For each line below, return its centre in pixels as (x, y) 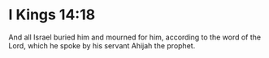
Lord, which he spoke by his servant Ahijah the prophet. (102, 45)
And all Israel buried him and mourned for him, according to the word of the (135, 37)
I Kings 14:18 (52, 15)
